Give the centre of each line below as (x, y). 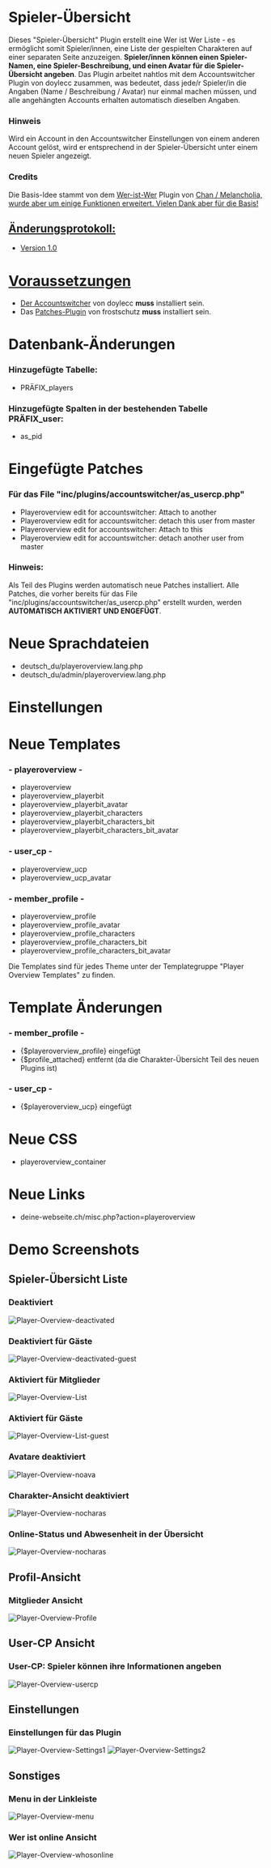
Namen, (22, 66)
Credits (23, 177)
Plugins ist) (39, 1068)
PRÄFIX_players (47, 387)
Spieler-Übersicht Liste (68, 1279)
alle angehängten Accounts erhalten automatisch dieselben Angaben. (125, 100)
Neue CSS (43, 1139)
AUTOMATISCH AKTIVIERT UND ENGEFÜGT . (85, 611)
